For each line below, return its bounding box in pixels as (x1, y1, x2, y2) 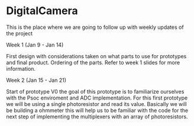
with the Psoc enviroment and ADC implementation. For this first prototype (6, 94, 188, 101)
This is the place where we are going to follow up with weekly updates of (6, 24, 185, 31)
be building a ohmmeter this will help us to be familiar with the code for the (6, 107, 188, 114)
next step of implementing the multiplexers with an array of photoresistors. (6, 113, 188, 120)
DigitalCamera (6, 4, 78, 18)
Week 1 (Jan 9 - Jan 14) (6, 41, 64, 48)
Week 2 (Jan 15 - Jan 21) (6, 77, 67, 84)
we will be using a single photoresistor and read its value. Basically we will (6, 100, 187, 107)
